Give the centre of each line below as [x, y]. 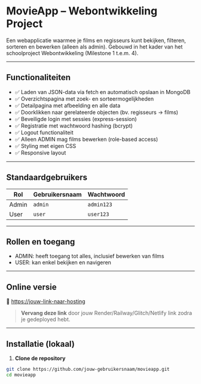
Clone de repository [40, 358]
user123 [98, 214]
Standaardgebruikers [47, 178]
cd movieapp [21, 375]
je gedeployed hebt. [45, 319]
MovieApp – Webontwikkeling [82, 11]
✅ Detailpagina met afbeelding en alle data [68, 105]
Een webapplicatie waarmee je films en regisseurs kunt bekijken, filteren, [96, 40]
